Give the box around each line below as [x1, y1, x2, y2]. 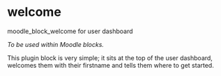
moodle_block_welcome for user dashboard [7, 27, 134, 35]
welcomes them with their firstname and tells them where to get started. [7, 61, 214, 69]
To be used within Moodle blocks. [7, 40, 105, 48]
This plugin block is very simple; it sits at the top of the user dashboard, [7, 53, 213, 62]
